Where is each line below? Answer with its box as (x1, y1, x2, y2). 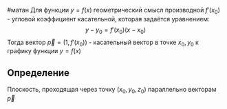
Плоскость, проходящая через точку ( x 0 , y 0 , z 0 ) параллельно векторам (7, 86, 217, 95)
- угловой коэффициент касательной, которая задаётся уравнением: (7, 14, 210, 23)
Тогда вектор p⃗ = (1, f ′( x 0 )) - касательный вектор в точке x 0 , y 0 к (7, 38, 199, 48)
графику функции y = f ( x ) (7, 47, 81, 55)
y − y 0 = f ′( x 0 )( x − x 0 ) (85, 26, 147, 35)
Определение (7, 67, 70, 79)
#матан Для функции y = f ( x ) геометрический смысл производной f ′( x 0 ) (7, 6, 220, 16)
